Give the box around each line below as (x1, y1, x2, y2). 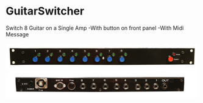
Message (5, 30, 29, 38)
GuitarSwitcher (5, 4, 85, 18)
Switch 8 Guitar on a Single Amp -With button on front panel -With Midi (5, 24, 184, 32)
